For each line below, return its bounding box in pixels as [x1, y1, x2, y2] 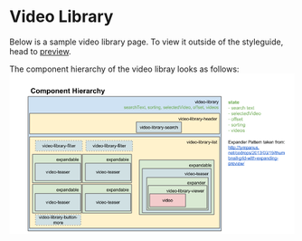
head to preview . [9, 45, 71, 56]
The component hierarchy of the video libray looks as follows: [9, 63, 240, 74]
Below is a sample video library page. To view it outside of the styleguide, [9, 36, 284, 47]
